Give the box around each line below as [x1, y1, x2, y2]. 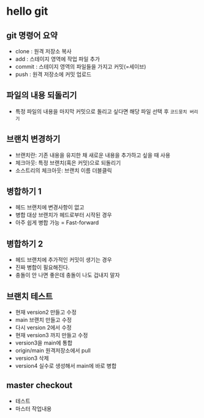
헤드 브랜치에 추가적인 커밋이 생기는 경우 [15, 256, 112, 264]
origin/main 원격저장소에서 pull [15, 347, 91, 354]
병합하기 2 [6, 238, 43, 249]
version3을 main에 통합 [15, 339, 73, 347]
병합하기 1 [6, 186, 42, 197]
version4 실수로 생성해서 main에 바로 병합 [15, 362, 117, 370]
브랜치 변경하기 [6, 134, 61, 145]
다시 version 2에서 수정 [15, 324, 72, 332]
